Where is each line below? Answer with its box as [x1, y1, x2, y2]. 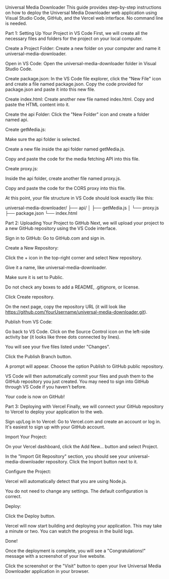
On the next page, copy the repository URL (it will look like [5, 304, 126, 310]
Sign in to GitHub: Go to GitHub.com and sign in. [5, 235, 105, 241]
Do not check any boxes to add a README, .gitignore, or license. [5, 284, 140, 290]
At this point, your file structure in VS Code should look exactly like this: [5, 195, 154, 201]
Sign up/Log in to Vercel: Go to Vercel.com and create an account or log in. [5, 419, 161, 424]
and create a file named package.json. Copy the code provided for [5, 81, 144, 87]
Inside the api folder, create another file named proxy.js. [5, 175, 121, 181]
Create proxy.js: [5, 166, 38, 171]
